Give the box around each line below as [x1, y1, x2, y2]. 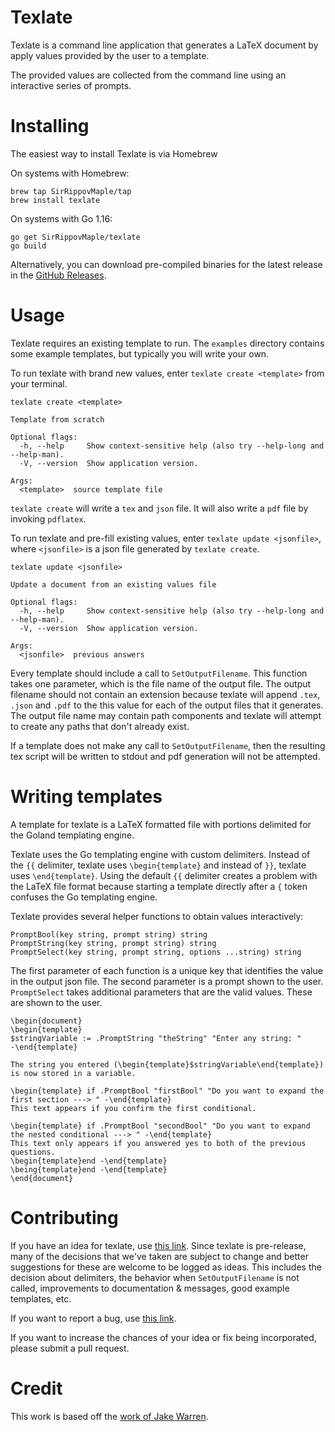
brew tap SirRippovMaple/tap [10, 186, 132, 196]
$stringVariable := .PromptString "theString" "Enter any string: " [10, 1033, 302, 1043]
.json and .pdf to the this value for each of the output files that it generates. [10, 699, 324, 711]
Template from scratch [10, 414, 105, 425]
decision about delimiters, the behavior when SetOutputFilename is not [10, 1271, 300, 1283]
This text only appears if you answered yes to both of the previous [10, 1138, 307, 1148]
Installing [10, 115, 90, 138]
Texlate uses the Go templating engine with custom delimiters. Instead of [10, 848, 311, 860]
